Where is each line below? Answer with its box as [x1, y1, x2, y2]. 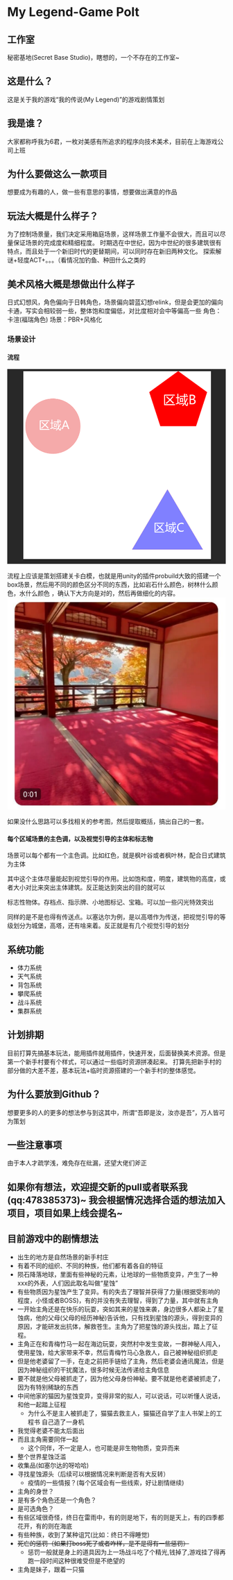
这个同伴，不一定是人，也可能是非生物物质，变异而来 [27, 1443, 180, 1452]
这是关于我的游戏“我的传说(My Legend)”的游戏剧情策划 [7, 95, 165, 103]
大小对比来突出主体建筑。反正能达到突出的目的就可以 [12, 883, 165, 892]
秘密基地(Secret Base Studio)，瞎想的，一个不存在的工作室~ [7, 53, 180, 61]
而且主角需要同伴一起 [17, 1435, 78, 1443]
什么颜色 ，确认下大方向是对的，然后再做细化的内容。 [25, 589, 179, 597]
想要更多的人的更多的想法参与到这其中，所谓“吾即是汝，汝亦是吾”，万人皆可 [7, 1108, 225, 1116]
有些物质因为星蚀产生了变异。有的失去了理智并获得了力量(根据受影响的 [17, 1287, 221, 1295]
